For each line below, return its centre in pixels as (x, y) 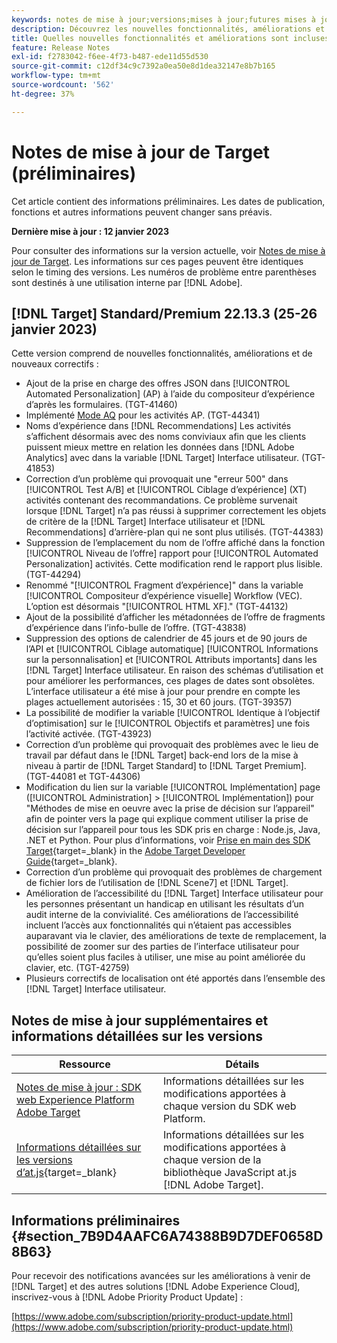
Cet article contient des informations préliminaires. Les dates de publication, (168, 201)
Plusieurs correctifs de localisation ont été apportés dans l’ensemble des (175, 978)
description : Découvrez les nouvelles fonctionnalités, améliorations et (168, 29)
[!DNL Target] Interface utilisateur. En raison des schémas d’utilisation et (174, 670)
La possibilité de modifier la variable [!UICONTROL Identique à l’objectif (173, 713)
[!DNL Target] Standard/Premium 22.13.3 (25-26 (164, 313)
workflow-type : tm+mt (56, 76)
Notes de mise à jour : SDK (79, 1088)
